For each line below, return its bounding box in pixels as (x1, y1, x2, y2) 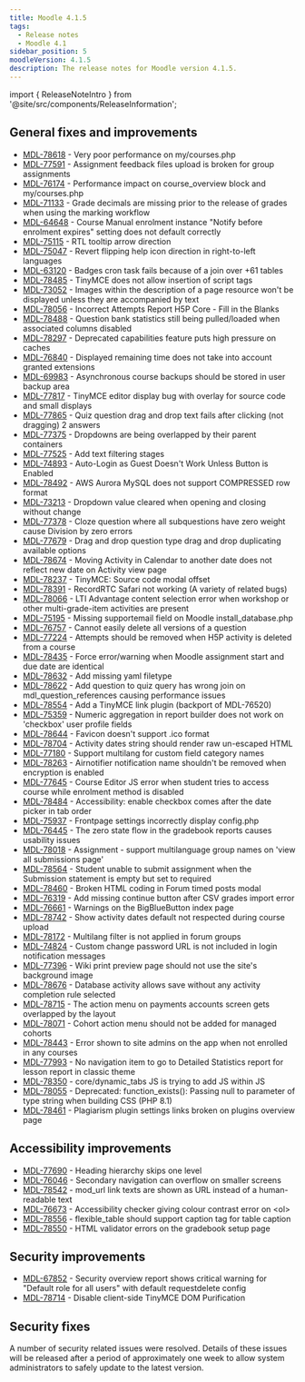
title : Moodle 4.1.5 (9, 13, 88, 23)
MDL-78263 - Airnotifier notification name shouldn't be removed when (22, 757, 287, 768)
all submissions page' (22, 853, 104, 864)
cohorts (22, 1028, 53, 1039)
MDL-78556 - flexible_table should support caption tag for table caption (22, 1213, 291, 1224)
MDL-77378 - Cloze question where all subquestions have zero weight (22, 515, 286, 527)
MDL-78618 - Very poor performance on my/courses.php (22, 149, 236, 160)
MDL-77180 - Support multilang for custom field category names (22, 747, 265, 759)
